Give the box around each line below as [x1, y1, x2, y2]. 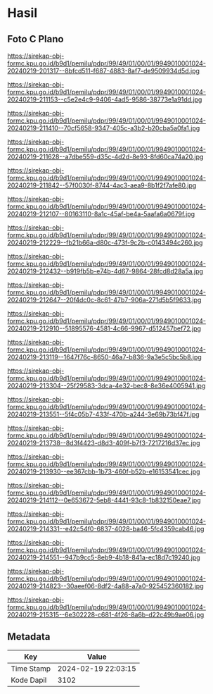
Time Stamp [11, 664, 51, 674]
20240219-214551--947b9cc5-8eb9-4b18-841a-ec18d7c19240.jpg [7, 553, 200, 562]
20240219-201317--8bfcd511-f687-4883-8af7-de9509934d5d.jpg [7, 67, 200, 75]
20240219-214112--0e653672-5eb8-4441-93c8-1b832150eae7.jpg [7, 496, 202, 504]
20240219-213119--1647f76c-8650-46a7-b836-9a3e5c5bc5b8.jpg [7, 353, 202, 361]
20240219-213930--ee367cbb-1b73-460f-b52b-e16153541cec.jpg [7, 467, 200, 476]
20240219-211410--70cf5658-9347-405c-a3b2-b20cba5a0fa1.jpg [7, 124, 200, 132]
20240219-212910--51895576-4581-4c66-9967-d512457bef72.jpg [7, 324, 202, 333]
